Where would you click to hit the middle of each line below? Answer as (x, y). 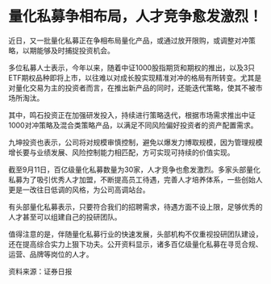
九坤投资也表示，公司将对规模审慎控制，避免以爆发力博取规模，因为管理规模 (135, 142)
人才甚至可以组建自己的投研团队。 (65, 217)
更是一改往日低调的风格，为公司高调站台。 (79, 190)
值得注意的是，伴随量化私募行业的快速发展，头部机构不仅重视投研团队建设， (135, 234)
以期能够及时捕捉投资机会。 (68, 50)
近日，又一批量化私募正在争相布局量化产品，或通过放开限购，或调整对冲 (128, 40)
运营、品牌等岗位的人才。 (51, 254)
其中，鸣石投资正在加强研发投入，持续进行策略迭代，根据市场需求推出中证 (132, 115)
